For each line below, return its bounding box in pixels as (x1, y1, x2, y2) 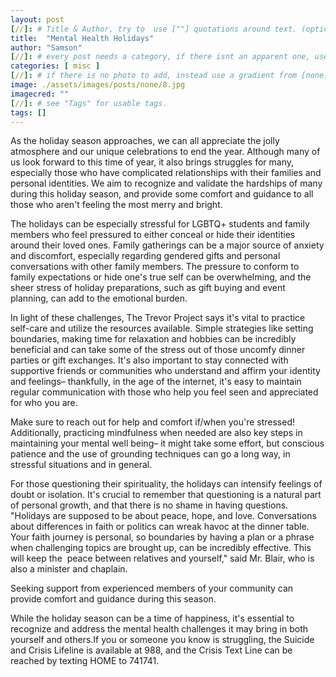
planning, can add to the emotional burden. (10, 292, 188, 305)
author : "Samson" (10, 42, 83, 53)
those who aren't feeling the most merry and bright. (10, 199, 223, 211)
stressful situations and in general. (10, 459, 153, 471)
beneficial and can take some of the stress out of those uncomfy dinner (10, 344, 306, 356)
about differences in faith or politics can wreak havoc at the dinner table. (10, 521, 310, 533)
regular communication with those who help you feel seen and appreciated (10, 386, 319, 398)
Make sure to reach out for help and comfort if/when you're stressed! (10, 416, 295, 428)
